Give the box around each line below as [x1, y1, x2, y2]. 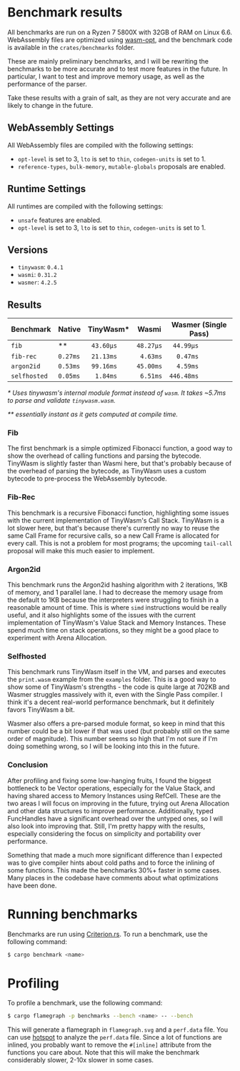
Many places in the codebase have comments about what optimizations [7, 873, 219, 882]
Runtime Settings [7, 183, 86, 195]
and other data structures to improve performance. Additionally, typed [7, 806, 214, 815]
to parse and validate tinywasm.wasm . [7, 396, 116, 405]
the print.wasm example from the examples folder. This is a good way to [7, 675, 216, 684]
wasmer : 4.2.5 [17, 278, 57, 286]
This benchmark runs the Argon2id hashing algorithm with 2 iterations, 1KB [7, 580, 228, 589]
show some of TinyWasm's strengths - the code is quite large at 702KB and [7, 683, 230, 691]
